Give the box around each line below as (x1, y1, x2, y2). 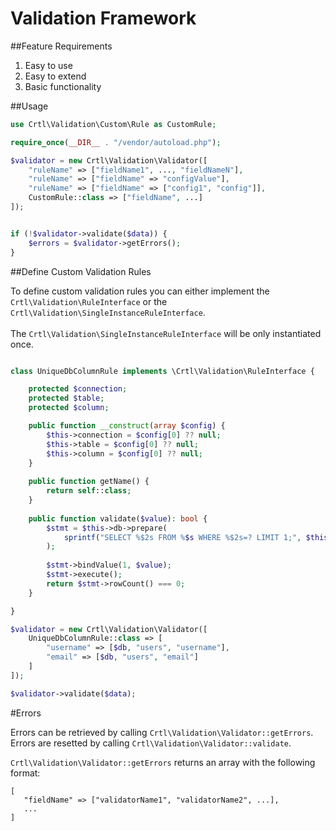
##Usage (10, 100, 49, 112)
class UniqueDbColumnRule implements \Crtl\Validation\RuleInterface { (10, 366, 315, 376)
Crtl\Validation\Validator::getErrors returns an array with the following (10, 756, 316, 768)
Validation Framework (10, 7, 197, 30)
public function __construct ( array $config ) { (28, 421, 226, 431)
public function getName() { (28, 477, 150, 487)
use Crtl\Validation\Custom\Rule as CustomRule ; (10, 119, 217, 129)
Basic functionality (24, 80, 102, 92)
